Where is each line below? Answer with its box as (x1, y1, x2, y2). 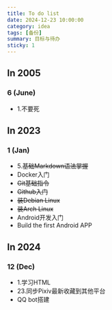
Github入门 (16, 188, 48, 196)
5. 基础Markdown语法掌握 (16, 162, 89, 170)
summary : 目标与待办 (7, 36, 60, 43)
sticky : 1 (7, 42, 36, 49)
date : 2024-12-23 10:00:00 (7, 16, 84, 23)
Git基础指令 (16, 179, 50, 188)
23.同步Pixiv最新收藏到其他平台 (16, 287, 106, 296)
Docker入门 (16, 170, 50, 179)
